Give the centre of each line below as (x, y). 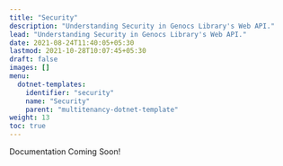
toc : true (28, 127)
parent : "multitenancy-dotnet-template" (102, 109)
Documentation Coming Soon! (65, 152)
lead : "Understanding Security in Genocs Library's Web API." (128, 34)
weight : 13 (30, 118)
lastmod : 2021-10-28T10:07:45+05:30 (78, 51)
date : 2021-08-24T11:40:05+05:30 (72, 43)
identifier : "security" (70, 92)
